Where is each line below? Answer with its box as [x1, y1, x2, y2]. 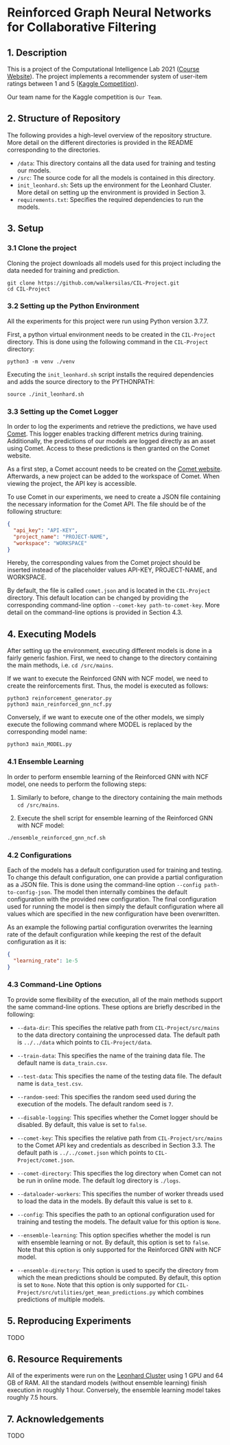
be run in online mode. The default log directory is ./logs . [16, 1176, 181, 1185]
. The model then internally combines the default [50, 888, 187, 896]
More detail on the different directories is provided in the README [7, 138, 194, 146]
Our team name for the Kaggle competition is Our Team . [7, 93, 163, 101]
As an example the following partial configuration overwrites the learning [7, 923, 213, 931]
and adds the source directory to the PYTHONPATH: [7, 377, 155, 385]
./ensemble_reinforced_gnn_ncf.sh [7, 834, 106, 841]
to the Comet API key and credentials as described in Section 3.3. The [16, 1141, 216, 1149]
